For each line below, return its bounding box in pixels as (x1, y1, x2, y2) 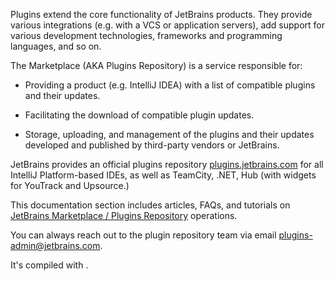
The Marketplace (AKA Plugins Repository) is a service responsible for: (10, 60, 303, 71)
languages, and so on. (10, 40, 102, 52)
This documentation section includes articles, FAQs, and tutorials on (10, 199, 291, 211)
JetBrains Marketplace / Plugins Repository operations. (10, 210, 238, 221)
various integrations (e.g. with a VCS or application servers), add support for (10, 19, 325, 31)
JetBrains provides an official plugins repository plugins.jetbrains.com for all (10, 159, 324, 170)
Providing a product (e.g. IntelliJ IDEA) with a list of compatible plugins (24, 79, 316, 91)
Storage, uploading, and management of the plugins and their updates (24, 129, 315, 140)
